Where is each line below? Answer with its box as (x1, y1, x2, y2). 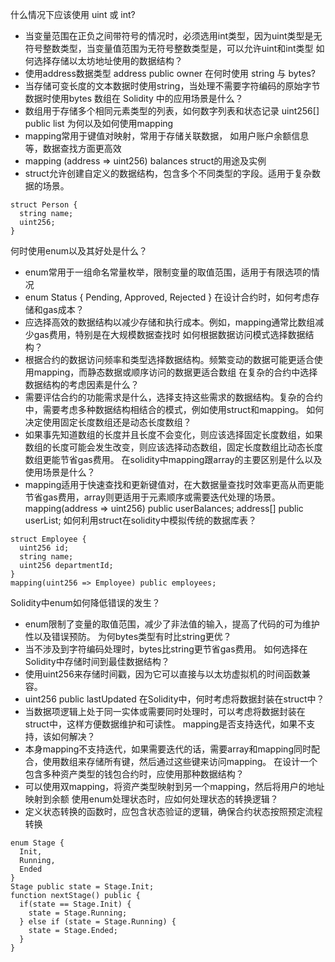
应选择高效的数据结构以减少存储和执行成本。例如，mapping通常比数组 (24, 316, 316, 328)
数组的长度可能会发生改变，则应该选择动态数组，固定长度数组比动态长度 (24, 441, 323, 453)
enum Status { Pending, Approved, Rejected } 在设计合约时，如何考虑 (24, 291, 312, 303)
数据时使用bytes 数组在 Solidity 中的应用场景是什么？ (24, 93, 244, 104)
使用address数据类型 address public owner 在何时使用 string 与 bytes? (24, 68, 316, 79)
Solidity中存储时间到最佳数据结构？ (24, 656, 170, 667)
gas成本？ (42, 304, 85, 315)
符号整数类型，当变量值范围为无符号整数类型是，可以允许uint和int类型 (24, 43, 314, 54)
